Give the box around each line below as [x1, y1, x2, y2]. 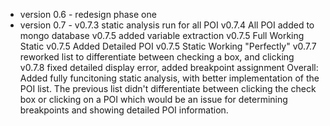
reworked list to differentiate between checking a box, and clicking [19, 51, 295, 63]
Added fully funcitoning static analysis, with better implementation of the [19, 72, 320, 84]
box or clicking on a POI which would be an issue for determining [19, 94, 288, 105]
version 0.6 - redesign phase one [19, 9, 157, 20]
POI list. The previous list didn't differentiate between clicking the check [19, 83, 317, 94]
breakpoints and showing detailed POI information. [19, 104, 229, 116]
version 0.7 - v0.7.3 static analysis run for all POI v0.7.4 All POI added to [19, 19, 315, 31]
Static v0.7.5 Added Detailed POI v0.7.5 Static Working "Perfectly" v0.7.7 [19, 40, 317, 52]
